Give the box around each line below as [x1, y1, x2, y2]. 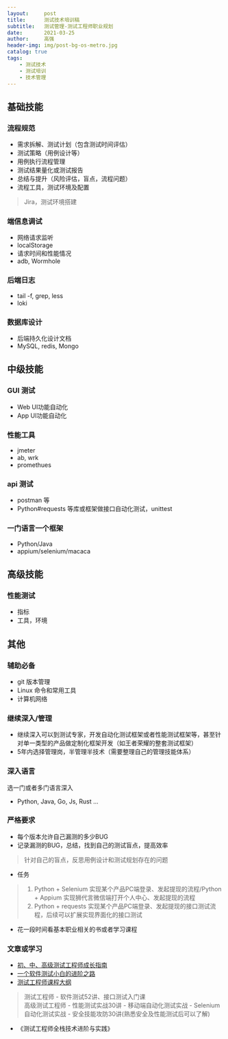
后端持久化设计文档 [16, 334, 72, 342]
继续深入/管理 [7, 713, 53, 723]
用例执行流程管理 [16, 157, 66, 165]
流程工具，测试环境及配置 [16, 183, 90, 192]
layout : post [7, 10, 57, 17]
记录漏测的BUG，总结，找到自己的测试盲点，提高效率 [16, 841, 168, 849]
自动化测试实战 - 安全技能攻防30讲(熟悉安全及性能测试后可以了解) [23, 1010, 210, 1018]
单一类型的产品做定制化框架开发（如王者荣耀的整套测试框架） [23, 739, 197, 747]
